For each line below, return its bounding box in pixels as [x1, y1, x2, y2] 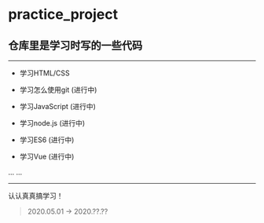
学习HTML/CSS [19, 68, 71, 78]
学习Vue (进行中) [19, 152, 75, 161]
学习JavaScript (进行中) [19, 102, 97, 111]
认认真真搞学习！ [8, 191, 64, 200]
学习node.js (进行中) [19, 119, 86, 127]
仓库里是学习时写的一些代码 [8, 38, 143, 52]
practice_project [8, 5, 119, 24]
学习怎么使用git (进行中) [19, 85, 97, 94]
